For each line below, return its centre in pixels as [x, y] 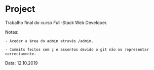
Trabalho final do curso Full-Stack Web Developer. [56, 23]
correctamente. [21, 54]
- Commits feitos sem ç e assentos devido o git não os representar [77, 49]
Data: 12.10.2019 [21, 63]
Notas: [12, 32]
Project [20, 9]
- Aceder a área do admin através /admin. [49, 41]
